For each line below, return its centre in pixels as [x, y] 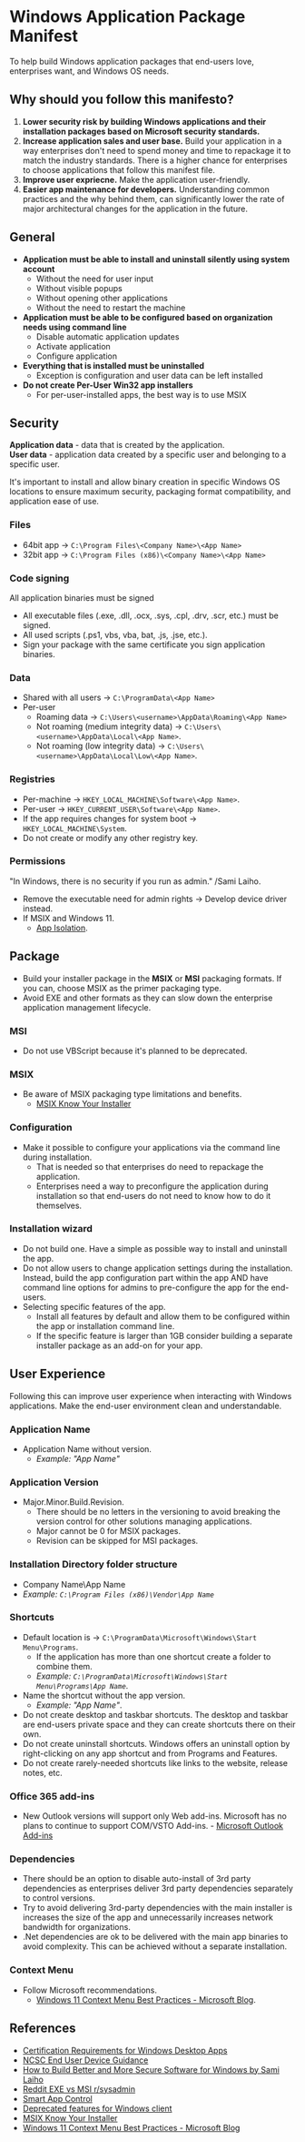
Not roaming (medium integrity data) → [109, 726]
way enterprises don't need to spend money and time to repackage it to [157, 150]
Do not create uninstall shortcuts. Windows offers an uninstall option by [156, 1743]
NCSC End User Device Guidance [85, 2060]
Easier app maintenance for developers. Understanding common [146, 189]
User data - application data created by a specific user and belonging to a [148, 455]
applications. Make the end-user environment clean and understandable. [146, 1406]
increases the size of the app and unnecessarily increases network [148, 1917]
